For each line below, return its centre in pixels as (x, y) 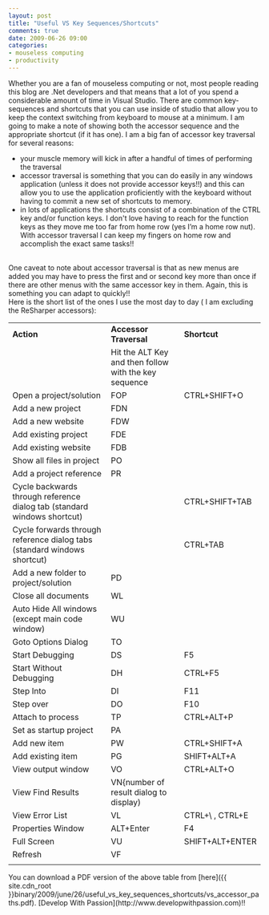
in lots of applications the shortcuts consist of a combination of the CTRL (140, 209)
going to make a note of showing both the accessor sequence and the (124, 126)
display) (126, 802)
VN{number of (138, 782)
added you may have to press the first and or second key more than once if (132, 276)
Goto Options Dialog (50, 642)
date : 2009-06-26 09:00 (48, 38)
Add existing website (52, 447)
